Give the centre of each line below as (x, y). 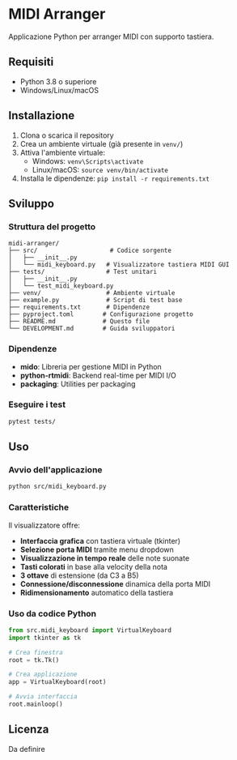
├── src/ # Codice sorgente (90, 251)
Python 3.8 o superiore (58, 81)
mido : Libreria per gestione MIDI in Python (91, 366)
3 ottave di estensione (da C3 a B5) (79, 575)
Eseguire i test (37, 404)
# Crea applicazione (43, 675)
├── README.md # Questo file (79, 322)
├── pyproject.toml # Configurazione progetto (101, 314)
